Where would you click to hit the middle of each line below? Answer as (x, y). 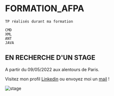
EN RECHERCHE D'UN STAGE (50, 58)
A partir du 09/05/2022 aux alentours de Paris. (52, 69)
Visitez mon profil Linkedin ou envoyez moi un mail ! (57, 79)
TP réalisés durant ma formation (39, 21)
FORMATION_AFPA (45, 9)
